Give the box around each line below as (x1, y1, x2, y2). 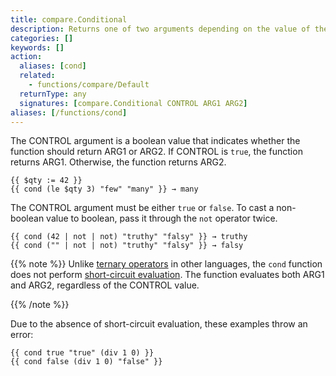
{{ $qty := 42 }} (10, 176, 83, 186)
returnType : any (19, 89, 87, 99)
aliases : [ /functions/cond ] (10, 107, 128, 118)
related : (19, 71, 56, 81)
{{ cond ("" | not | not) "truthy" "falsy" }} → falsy (10, 241, 244, 251)
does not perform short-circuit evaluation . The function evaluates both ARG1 (10, 269, 325, 281)
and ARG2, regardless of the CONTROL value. (10, 279, 200, 291)
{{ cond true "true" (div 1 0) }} (10, 348, 155, 358)
